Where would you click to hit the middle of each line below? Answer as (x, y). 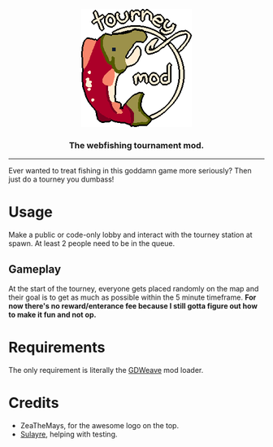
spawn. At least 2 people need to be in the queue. (92, 243)
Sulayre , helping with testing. (69, 434)
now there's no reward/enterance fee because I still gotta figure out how (133, 306)
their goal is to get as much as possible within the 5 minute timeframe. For (132, 297)
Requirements (57, 348)
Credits (34, 403)
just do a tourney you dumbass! (61, 179)
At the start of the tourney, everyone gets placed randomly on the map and (134, 289)
